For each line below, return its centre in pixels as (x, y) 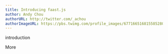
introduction (18, 38)
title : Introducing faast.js (35, 10)
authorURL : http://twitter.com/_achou (45, 19)
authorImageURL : (22, 24)
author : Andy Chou (24, 14)
